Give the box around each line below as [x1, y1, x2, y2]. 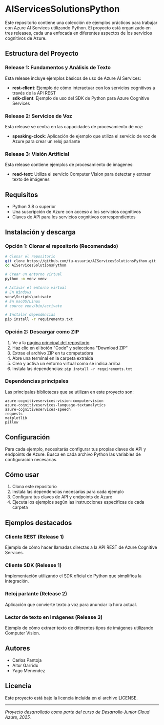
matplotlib [5, 415, 27, 421]
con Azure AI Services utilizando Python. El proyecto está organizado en [5, 24, 151, 30]
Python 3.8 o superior [12, 204, 56, 210]
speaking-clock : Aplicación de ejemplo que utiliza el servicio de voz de [12, 133, 157, 139]
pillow [5, 420, 19, 424]
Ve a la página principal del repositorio [12, 339, 90, 346]
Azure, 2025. [5, 714, 31, 720]
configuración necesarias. [5, 456, 58, 462]
